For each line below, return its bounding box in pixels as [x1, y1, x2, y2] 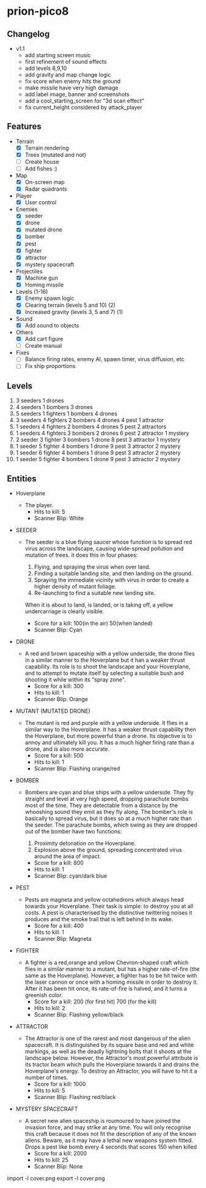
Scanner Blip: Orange [34, 696, 88, 703]
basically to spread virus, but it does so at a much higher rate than [24, 814, 192, 822]
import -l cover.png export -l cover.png [7, 1175, 106, 1182]
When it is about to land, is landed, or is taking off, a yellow [24, 601, 174, 608]
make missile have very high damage [24, 84, 119, 91]
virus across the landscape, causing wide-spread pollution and [24, 545, 184, 552]
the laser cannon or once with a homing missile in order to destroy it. [24, 978, 198, 986]
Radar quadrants [24, 185, 67, 193]
